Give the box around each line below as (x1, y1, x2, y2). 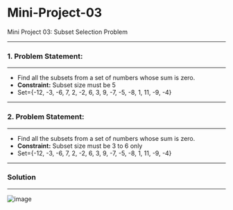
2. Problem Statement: (7, 112, 85, 122)
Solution (7, 173, 37, 182)
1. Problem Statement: (7, 51, 83, 61)
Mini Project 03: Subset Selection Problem (7, 28, 128, 36)
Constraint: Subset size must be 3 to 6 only (17, 142, 143, 150)
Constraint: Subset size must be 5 (17, 81, 116, 89)
